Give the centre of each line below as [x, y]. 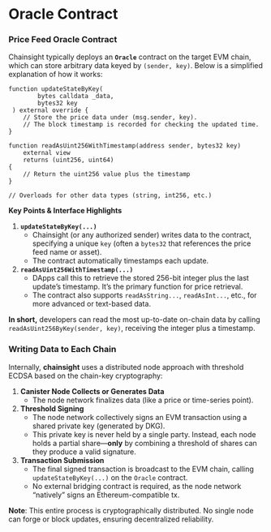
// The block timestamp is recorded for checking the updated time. [141, 125]
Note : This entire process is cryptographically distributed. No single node [131, 510]
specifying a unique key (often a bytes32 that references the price [142, 243]
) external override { [50, 110]
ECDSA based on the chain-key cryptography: [86, 375]
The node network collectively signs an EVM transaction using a [140, 417]
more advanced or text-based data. [92, 304]
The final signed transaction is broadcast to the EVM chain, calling [143, 469]
